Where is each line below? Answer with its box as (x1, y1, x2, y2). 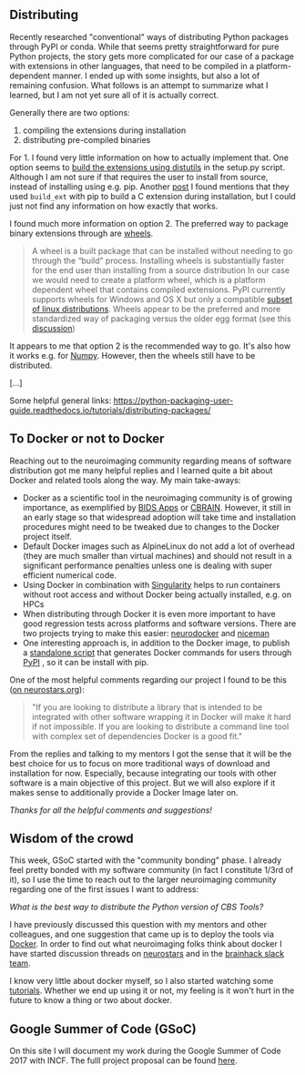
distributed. (9, 360, 53, 370)
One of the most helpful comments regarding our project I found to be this (9, 674, 287, 685)
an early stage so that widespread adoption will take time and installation (22, 512, 296, 522)
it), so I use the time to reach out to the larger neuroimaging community (9, 874, 277, 886)
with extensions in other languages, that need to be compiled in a (9, 60, 255, 71)
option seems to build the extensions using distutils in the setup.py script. (9, 161, 285, 172)
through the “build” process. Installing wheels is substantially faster (31, 255, 285, 266)
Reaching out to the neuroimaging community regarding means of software (9, 455, 292, 466)
